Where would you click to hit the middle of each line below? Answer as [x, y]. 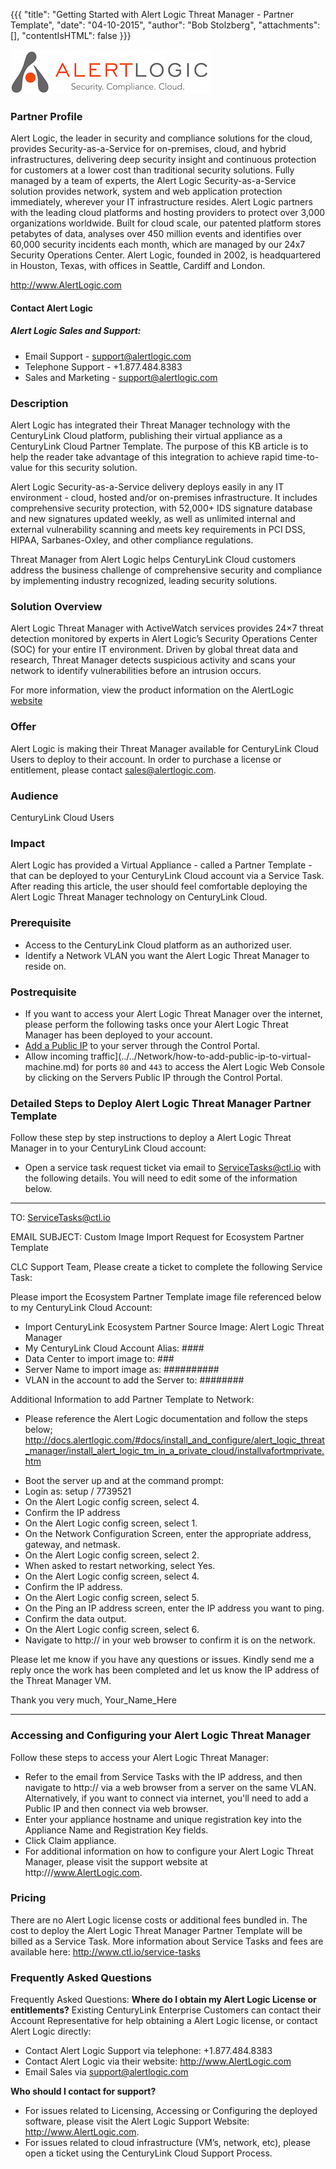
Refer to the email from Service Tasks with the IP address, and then [163, 1776]
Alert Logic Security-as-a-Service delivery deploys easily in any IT [147, 487]
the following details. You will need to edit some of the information [161, 1178]
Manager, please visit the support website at [116, 1861]
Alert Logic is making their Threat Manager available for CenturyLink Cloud [164, 748]
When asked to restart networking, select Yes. [120, 1566]
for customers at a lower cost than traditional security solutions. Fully [152, 170]
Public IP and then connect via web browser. [116, 1808]
